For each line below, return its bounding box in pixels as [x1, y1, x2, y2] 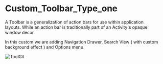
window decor [5, 29, 34, 35]
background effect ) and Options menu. [5, 44, 85, 50]
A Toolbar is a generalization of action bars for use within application [5, 19, 144, 25]
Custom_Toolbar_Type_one [5, 3, 117, 14]
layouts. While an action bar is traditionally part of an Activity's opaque [5, 24, 148, 30]
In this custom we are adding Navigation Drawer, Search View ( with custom [5, 39, 158, 44]
